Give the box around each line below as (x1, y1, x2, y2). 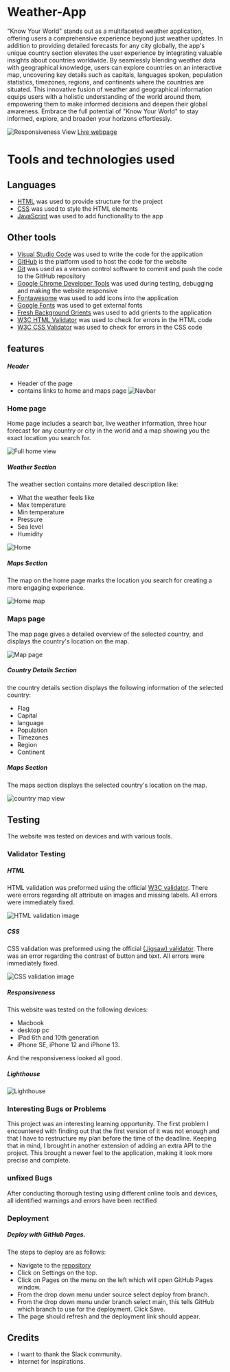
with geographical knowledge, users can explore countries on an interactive (7, 63, 222, 71)
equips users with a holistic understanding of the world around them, (7, 92, 203, 100)
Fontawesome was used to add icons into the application (16, 293, 179, 302)
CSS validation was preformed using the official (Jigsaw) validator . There (7, 945, 214, 953)
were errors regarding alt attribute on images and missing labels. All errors (7, 891, 218, 900)
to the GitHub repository (16, 272, 86, 280)
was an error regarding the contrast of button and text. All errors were (7, 952, 205, 960)
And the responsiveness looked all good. (7, 1054, 122, 1062)
